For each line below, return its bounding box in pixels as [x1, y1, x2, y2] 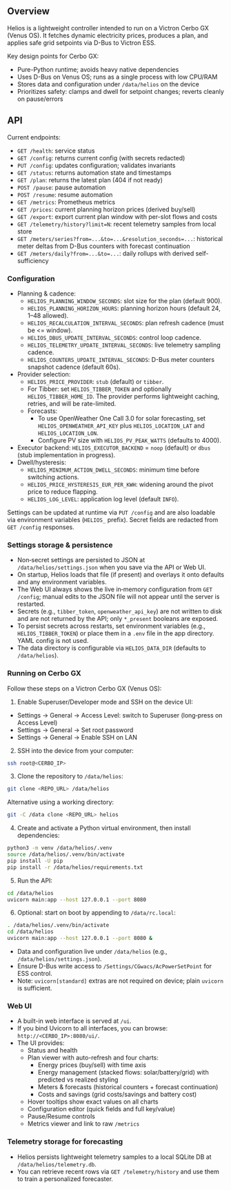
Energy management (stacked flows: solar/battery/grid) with [37, 1068, 209, 1077]
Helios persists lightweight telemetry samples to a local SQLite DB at [17, 1153, 212, 1161]
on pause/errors [17, 95, 63, 103]
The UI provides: [17, 1039, 65, 1047]
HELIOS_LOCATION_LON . [37, 428, 99, 437]
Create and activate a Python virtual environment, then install [17, 824, 191, 832]
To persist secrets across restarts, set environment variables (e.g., [17, 622, 205, 631]
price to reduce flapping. [27, 487, 98, 496]
